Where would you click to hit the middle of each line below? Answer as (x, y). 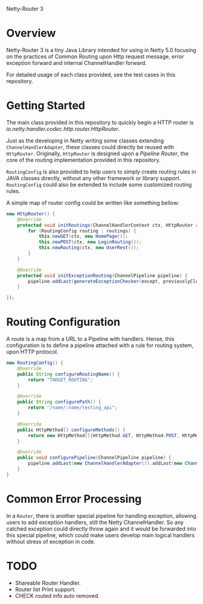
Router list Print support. (45, 589)
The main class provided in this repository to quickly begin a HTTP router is (100, 122)
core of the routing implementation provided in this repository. (84, 159)
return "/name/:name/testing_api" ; (73, 408)
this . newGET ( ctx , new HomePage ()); (83, 237)
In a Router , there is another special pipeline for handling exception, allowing (101, 515)
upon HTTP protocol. (32, 352)
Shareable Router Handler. (48, 583)
